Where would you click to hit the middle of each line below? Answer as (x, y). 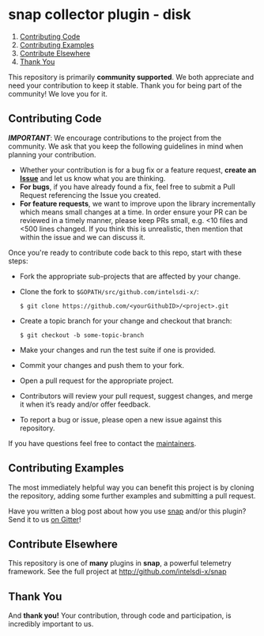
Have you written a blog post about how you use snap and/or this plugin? (127, 511)
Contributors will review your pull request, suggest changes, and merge (136, 396)
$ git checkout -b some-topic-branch (82, 335)
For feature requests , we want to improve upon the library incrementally (138, 203)
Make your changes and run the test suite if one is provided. (117, 350)
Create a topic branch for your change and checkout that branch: (126, 320)
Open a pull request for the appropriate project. (96, 380)
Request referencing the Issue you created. (90, 195)
